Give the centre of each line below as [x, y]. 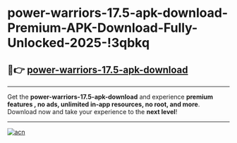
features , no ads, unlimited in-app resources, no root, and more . [104, 104]
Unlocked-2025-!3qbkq [79, 43]
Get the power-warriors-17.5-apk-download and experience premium [110, 97]
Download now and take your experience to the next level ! [92, 112]
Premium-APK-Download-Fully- [103, 28]
